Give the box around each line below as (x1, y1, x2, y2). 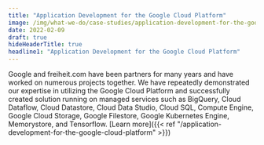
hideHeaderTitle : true (8, 41, 82, 49)
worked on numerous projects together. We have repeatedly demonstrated (8, 78, 250, 87)
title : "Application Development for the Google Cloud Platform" (8, 11, 226, 20)
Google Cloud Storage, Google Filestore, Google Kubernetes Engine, (8, 111, 229, 120)
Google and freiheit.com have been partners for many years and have (8, 70, 234, 78)
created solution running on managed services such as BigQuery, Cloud (8, 95, 241, 103)
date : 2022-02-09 (8, 26, 65, 34)
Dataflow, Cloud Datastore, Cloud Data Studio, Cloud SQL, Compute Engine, (8, 103, 254, 112)
